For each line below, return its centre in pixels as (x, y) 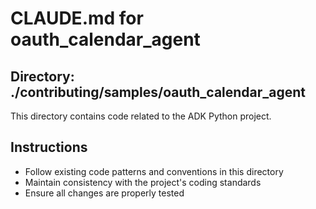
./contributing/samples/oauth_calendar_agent (158, 92)
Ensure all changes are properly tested (104, 193)
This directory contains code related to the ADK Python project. (141, 116)
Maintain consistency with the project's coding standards (143, 182)
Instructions (49, 147)
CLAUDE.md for (77, 18)
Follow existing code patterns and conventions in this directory (154, 171)
